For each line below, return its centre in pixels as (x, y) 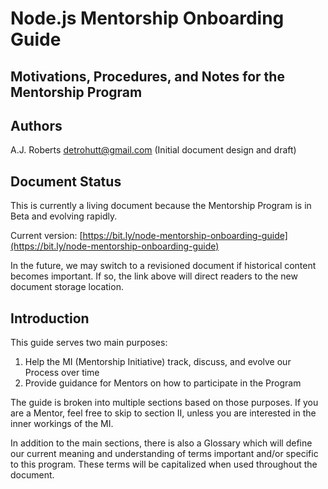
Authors (36, 125)
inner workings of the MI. (62, 424)
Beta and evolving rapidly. (64, 216)
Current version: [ (46, 236)
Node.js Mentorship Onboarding (147, 18)
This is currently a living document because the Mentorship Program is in (161, 206)
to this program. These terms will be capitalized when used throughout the (164, 464)
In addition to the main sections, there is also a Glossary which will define (161, 443)
